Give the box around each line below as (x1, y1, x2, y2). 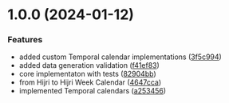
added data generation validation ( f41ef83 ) (18, 61, 160, 70)
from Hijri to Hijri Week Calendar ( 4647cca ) (18, 77, 162, 87)
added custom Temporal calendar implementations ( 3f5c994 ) (18, 52, 223, 61)
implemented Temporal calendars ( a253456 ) (18, 86, 167, 96)
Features (7, 34, 43, 46)
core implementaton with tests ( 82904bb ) (18, 69, 156, 79)
